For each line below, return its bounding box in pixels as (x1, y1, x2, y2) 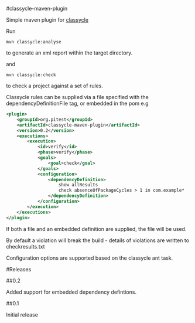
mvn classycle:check (6, 72, 57, 78)
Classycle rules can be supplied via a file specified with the (6, 94, 149, 100)
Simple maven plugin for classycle (6, 16, 89, 23)
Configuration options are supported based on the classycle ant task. (6, 254, 173, 261)
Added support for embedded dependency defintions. (6, 288, 136, 295)
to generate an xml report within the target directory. (6, 49, 133, 56)
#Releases (6, 266, 32, 273)
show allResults (58, 182, 98, 188)
